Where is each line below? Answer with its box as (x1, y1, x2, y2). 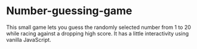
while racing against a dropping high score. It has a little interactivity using (6, 30, 189, 37)
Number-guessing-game (6, 4, 133, 18)
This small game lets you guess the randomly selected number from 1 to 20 (6, 24, 191, 31)
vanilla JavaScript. (6, 36, 52, 43)
